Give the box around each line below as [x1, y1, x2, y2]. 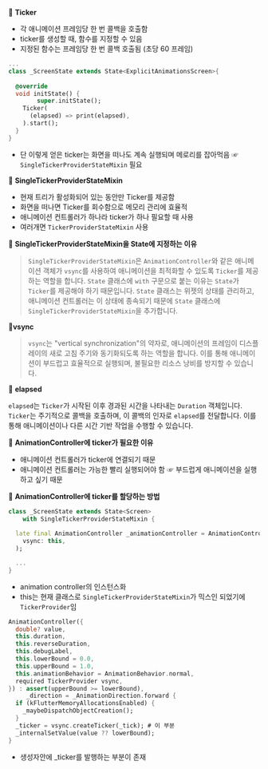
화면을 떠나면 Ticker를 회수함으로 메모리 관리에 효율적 [19, 202, 188, 212]
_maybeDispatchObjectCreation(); [22, 707, 134, 715]
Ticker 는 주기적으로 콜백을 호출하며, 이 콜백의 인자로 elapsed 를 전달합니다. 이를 [8, 410, 257, 420]
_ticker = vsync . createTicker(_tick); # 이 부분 [15, 721, 175, 730]
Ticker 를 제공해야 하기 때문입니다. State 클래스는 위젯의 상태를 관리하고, [27, 286, 254, 295]
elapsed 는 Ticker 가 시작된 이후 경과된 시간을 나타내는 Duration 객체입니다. [8, 400, 243, 410]
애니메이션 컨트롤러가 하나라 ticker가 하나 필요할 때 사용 [19, 212, 194, 221]
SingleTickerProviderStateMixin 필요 [19, 160, 143, 169]
